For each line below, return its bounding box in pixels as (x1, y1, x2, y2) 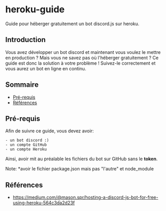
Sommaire (5, 81, 39, 89)
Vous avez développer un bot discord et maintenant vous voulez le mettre (5, 49, 161, 55)
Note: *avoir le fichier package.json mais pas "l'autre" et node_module (5, 166, 154, 172)
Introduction (5, 35, 46, 44)
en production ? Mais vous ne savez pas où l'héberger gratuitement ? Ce (5, 54, 159, 61)
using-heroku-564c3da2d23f (12, 200, 75, 206)
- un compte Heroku (5, 147, 47, 152)
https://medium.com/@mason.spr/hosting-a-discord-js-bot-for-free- (12, 194, 159, 201)
